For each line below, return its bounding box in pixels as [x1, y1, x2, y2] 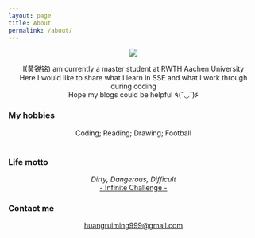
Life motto [8, 156, 49, 167]
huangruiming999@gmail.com [83, 220, 184, 231]
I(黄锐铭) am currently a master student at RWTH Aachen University [22, 64, 245, 74]
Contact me [8, 202, 55, 213]
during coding [110, 81, 156, 92]
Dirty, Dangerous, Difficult [91, 174, 176, 184]
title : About [8, 19, 52, 27]
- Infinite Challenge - [99, 182, 168, 192]
